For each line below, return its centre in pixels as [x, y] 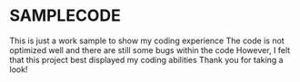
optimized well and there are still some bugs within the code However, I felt [150, 50]
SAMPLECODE [65, 16]
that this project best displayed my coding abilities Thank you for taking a [146, 59]
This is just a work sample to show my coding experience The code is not [147, 41]
